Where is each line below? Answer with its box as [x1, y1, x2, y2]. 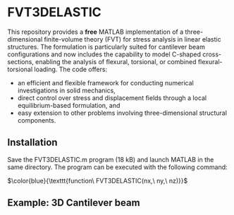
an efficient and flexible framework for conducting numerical [17, 78, 194, 87]
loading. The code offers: [34, 65, 108, 73]
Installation [7, 137, 58, 149]
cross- [202, 50, 222, 59]
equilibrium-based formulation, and [17, 101, 121, 109]
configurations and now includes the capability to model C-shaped [7, 50, 201, 59]
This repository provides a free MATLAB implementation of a [7, 27, 184, 36]
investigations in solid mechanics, [17, 86, 116, 94]
